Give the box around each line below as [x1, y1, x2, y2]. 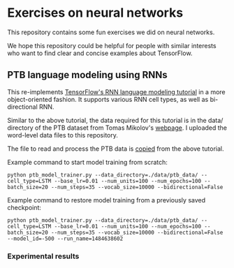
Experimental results [7, 251, 80, 261]
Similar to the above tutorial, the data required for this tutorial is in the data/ [7, 116, 224, 124]
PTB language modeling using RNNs [7, 69, 168, 81]
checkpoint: [7, 203, 42, 211]
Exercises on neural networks [7, 5, 184, 21]
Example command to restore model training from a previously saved [7, 195, 206, 204]
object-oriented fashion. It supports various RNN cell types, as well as [7, 95, 209, 103]
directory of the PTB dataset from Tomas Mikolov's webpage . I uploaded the [7, 124, 228, 132]
